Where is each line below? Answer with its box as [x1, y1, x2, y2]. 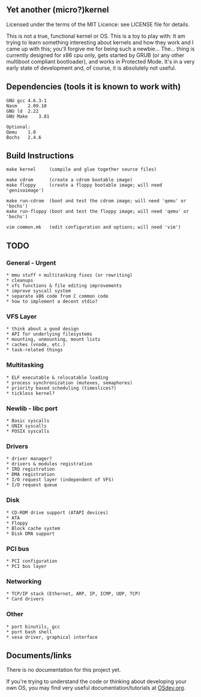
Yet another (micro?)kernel [6, 5, 109, 15]
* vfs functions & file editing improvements [6, 283, 122, 289]
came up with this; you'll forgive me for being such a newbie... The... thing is [6, 45, 195, 52]
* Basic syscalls [6, 418, 50, 424]
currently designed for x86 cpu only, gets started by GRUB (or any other [6, 51, 185, 59]
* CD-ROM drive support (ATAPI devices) [6, 510, 109, 516]
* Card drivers [6, 596, 44, 602]
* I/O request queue [6, 482, 58, 488]
